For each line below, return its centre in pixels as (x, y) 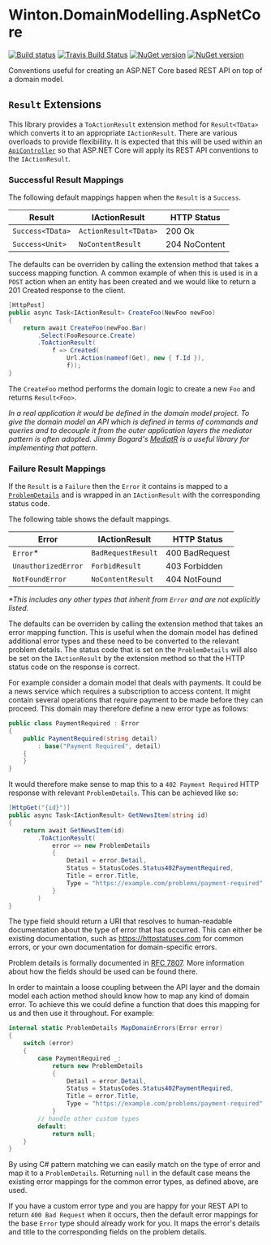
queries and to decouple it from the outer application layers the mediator (131, 430)
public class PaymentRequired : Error (74, 724)
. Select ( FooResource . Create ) (87, 335)
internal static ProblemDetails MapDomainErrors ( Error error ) (116, 1028)
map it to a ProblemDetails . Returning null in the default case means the (129, 1173)
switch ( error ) (49, 1044)
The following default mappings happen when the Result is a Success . (125, 197)
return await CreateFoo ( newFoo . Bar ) (85, 328)
